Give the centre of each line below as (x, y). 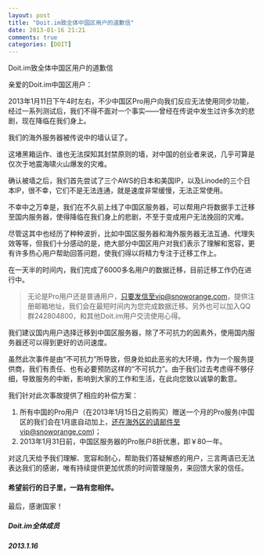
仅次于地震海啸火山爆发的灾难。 (59, 164)
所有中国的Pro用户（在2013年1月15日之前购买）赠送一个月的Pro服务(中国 (137, 412)
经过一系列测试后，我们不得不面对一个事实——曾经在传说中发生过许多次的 (128, 111)
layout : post (29, 15)
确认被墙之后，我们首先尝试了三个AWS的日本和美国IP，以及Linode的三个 (126, 180)
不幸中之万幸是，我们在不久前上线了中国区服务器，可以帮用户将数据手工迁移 (131, 207)
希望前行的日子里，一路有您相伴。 (63, 487)
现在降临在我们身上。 (56, 121)
